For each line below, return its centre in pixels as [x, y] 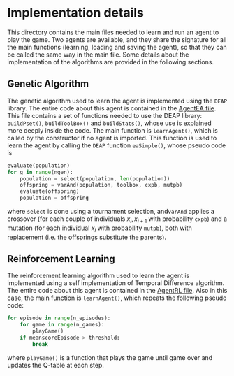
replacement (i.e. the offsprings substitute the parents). [87, 237]
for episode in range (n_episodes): [59, 318]
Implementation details [76, 13]
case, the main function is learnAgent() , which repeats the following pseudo [117, 298]
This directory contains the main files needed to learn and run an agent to [113, 32]
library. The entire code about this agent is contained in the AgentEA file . [112, 108]
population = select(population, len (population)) [95, 179]
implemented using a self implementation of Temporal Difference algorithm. [116, 283]
